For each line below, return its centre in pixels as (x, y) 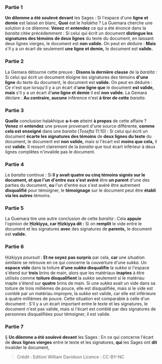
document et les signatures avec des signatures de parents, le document (79, 229)
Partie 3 (15, 110)
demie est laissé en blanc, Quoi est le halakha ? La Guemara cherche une (79, 23)
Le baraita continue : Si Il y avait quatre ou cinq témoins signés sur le (75, 175)
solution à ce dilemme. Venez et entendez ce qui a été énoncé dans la (76, 28)
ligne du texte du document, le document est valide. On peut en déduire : (79, 82)
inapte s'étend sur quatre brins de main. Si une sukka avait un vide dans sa (80, 283)
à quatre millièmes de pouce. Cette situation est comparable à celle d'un (77, 298)
